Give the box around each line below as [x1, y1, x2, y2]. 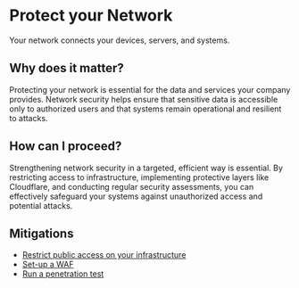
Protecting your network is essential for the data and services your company [9, 84, 291, 95]
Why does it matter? [9, 61, 124, 76]
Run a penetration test [21, 268, 104, 279]
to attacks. [9, 112, 48, 123]
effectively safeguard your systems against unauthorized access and [9, 191, 263, 202]
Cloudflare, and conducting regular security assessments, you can [9, 181, 254, 192]
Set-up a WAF [21, 259, 74, 270]
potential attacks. [9, 200, 73, 210]
